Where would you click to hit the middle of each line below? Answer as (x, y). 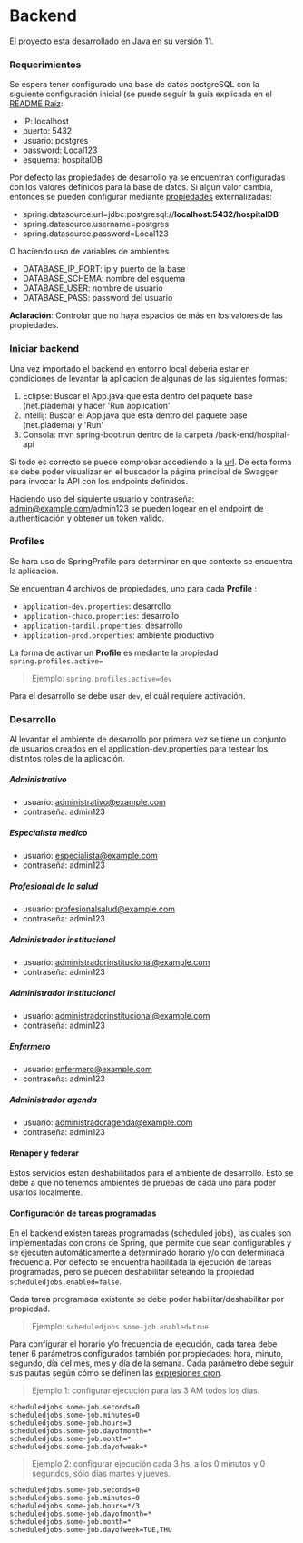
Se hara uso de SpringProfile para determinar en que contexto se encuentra (151, 561)
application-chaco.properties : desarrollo (101, 615)
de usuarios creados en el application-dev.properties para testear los (139, 749)
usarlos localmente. (46, 1192)
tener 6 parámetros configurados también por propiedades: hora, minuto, (147, 1354)
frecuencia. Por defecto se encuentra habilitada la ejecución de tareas (141, 1262)
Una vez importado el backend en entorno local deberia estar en (130, 368)
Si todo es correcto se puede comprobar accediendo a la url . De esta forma (151, 462)
